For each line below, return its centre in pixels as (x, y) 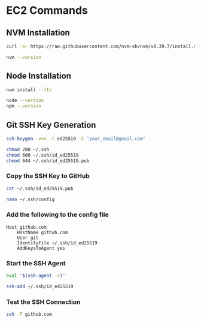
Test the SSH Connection (43, 302)
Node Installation (39, 76)
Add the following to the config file (57, 215)
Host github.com (26, 227)
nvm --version (24, 57)
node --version (25, 101)
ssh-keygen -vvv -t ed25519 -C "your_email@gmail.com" (76, 139)
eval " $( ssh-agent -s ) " (36, 276)
